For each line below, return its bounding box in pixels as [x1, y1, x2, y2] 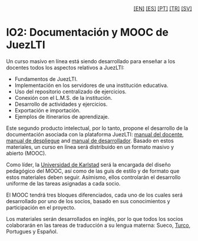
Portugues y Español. [6, 227, 58, 235]
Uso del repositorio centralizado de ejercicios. [14, 88, 127, 95]
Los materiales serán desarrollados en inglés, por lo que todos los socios [6, 215, 184, 222]
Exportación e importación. [14, 106, 81, 114]
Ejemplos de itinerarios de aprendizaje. [14, 113, 110, 120]
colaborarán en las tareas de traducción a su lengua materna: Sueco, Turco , [6, 222, 191, 229]
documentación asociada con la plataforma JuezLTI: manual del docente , [6, 131, 184, 138]
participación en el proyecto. [6, 204, 76, 211]
